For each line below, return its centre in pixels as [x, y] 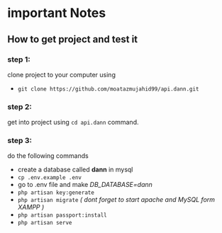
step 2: [20, 106]
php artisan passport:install [62, 215]
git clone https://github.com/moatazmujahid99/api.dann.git [108, 89]
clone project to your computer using [61, 74]
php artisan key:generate [56, 193]
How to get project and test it [73, 39]
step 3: [20, 141]
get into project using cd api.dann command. [73, 123]
